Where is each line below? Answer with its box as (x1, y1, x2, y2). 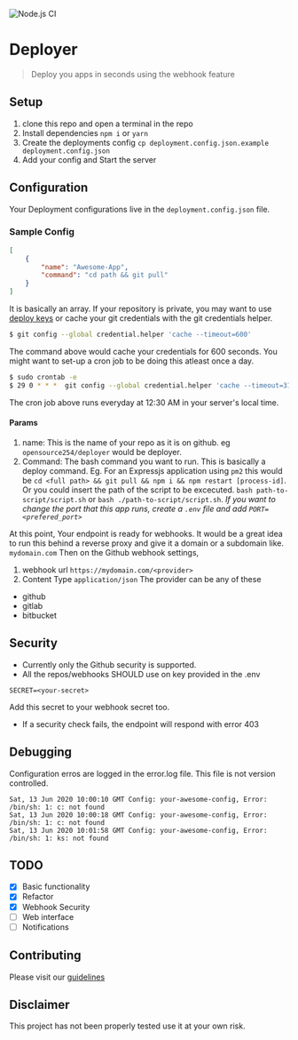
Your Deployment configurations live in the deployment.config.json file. (9, 204, 271, 214)
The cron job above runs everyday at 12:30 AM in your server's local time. (9, 396, 279, 408)
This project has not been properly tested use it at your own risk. (9, 1020, 246, 1031)
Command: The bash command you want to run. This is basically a (21, 456, 266, 467)
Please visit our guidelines (9, 972, 106, 982)
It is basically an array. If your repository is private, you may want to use (9, 303, 272, 315)
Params (9, 418, 38, 428)
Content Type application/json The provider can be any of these (21, 573, 262, 584)
